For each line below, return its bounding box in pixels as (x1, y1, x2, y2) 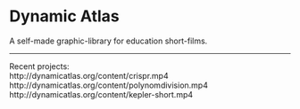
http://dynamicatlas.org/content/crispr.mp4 (9, 70, 169, 81)
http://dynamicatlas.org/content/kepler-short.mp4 (9, 89, 194, 99)
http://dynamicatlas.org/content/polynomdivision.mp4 (9, 80, 208, 90)
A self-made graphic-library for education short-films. (9, 35, 208, 46)
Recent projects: (9, 60, 70, 72)
